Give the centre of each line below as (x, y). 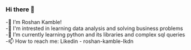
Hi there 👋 (20, 9)
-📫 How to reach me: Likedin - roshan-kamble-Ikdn (70, 41)
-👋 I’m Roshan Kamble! (34, 22)
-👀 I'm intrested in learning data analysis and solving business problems (94, 28)
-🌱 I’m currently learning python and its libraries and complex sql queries (95, 35)
